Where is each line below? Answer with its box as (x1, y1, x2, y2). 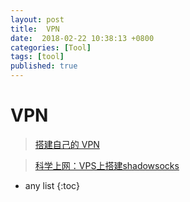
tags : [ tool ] (10, 52, 65, 62)
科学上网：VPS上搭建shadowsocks (34, 159, 180, 171)
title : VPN (10, 24, 60, 34)
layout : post (10, 14, 65, 25)
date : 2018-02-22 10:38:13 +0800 (10, 33, 155, 43)
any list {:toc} (24, 179, 80, 191)
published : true (10, 61, 78, 71)
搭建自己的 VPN (34, 138, 100, 150)
